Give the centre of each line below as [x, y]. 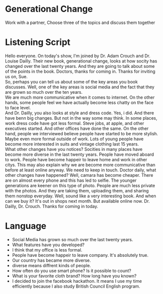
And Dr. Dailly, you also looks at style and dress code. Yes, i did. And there [80, 113]
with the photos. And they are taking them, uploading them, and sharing [77, 190]
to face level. [18, 107]
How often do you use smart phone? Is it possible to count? [72, 271]
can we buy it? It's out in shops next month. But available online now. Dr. [77, 201]
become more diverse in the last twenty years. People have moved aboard [80, 154]
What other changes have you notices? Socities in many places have [74, 149]
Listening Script [38, 42]
